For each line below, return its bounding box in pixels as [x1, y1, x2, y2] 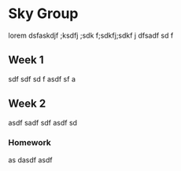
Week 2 [8, 97, 46, 111]
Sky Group [8, 5, 79, 23]
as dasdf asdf [8, 155, 53, 165]
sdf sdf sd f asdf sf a [8, 74, 76, 83]
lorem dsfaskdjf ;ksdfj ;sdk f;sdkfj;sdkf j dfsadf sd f [8, 31, 174, 40]
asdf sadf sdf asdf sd [8, 118, 77, 127]
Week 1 [8, 53, 44, 67]
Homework [8, 137, 51, 148]
